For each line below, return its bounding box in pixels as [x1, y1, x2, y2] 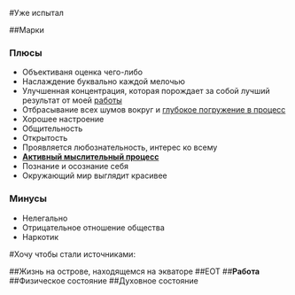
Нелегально [21, 213, 68, 223]
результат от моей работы [21, 95, 122, 105]
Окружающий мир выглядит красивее [21, 170, 167, 181]
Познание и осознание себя [21, 161, 129, 172]
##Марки [9, 25, 44, 35]
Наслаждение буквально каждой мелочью [21, 76, 186, 87]
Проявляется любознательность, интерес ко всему [21, 142, 218, 153]
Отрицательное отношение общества [21, 221, 166, 233]
